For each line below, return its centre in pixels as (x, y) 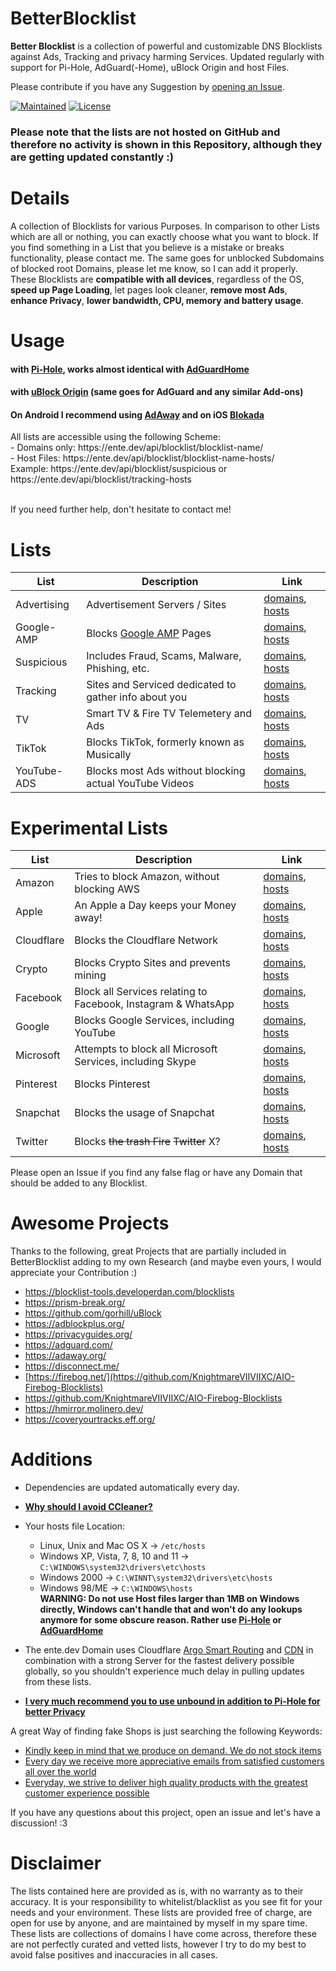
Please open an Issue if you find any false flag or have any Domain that (156, 1173)
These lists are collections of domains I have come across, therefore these (164, 1934)
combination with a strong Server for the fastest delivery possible (159, 1661)
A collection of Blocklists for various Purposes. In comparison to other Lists (165, 226)
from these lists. (58, 1682)
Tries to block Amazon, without (147, 877)
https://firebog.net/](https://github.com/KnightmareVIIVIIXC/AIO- (162, 1377)
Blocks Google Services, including (154, 1020)
